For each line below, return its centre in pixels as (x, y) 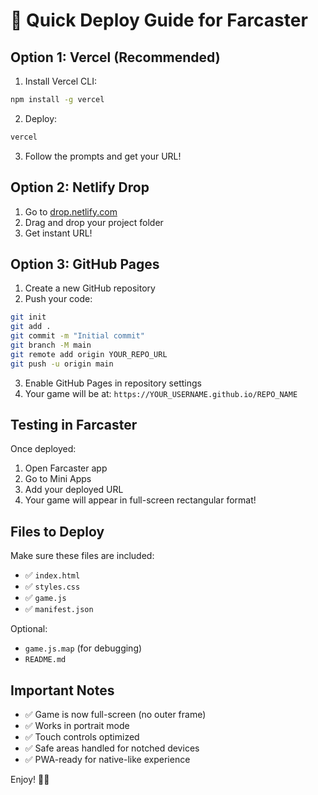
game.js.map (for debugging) (83, 648)
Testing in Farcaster (74, 425)
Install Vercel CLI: (61, 81)
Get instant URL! (58, 233)
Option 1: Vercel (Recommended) (115, 57)
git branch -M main (51, 345)
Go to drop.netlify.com (71, 211)
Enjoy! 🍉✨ (30, 780)
